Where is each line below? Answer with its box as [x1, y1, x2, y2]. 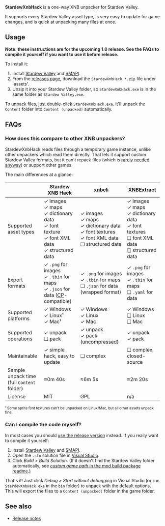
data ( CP [44, 292, 64, 298]
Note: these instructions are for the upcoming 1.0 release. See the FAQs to [5, 46, 160, 52]
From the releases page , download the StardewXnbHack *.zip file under [12, 76, 156, 82]
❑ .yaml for [127, 289, 153, 295]
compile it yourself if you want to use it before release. [5, 51, 119, 57]
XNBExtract [128, 186, 156, 193]
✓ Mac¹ [44, 318, 61, 325]
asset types [7, 228, 34, 235]
